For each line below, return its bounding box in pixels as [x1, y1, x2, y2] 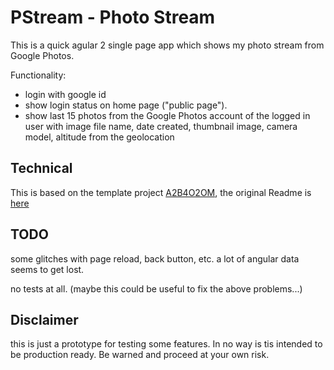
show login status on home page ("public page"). [24, 99, 228, 111]
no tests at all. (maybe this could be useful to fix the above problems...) [10, 282, 303, 295]
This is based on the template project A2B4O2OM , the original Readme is [10, 186, 312, 198]
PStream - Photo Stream [10, 6, 216, 29]
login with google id [24, 88, 107, 100]
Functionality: [10, 69, 67, 81]
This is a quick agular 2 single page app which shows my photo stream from [10, 39, 325, 51]
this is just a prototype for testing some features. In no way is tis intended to [10, 338, 323, 350]
